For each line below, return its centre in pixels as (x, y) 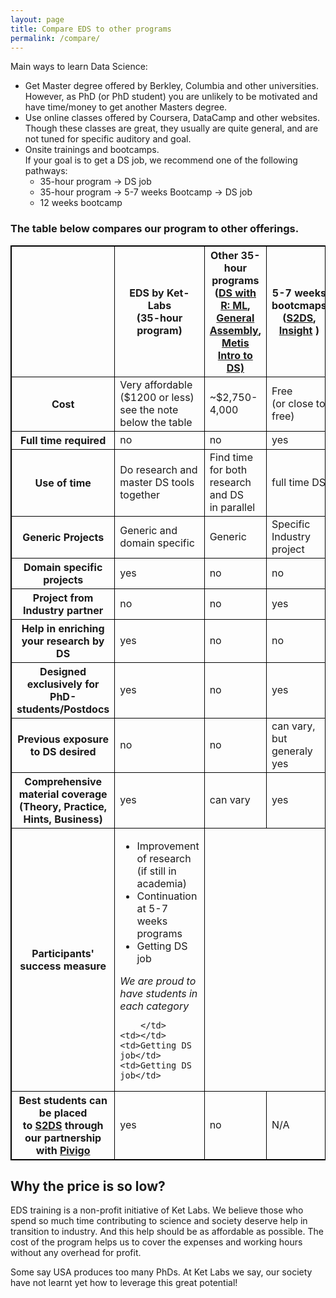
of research (164, 858)
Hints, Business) (63, 819)
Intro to (235, 355)
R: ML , (235, 305)
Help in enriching (63, 628)
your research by (63, 641)
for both (228, 469)
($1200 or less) (157, 397)
